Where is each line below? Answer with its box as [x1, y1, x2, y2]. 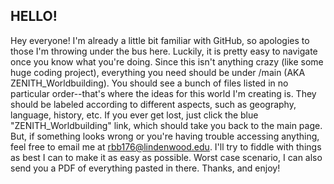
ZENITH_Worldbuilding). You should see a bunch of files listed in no [10, 77, 289, 89]
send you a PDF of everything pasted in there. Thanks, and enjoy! [10, 162, 281, 174]
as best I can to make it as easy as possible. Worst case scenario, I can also [10, 151, 323, 163]
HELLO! [10, 8, 58, 25]
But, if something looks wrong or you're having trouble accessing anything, [10, 130, 320, 142]
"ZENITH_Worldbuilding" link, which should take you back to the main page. [10, 119, 323, 131]
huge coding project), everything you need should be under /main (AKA [10, 66, 306, 78]
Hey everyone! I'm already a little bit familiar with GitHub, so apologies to [10, 34, 310, 46]
